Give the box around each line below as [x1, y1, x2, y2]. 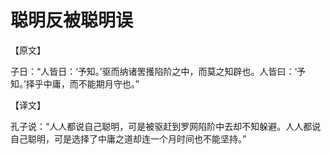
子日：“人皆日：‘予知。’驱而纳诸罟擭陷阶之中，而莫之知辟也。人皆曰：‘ [10, 65, 298, 77]
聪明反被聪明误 [10, 9, 134, 32]
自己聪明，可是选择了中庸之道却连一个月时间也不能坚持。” [10, 132, 247, 145]
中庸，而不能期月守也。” [43, 77, 140, 90]
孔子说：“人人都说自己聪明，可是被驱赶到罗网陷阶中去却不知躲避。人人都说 [10, 120, 322, 132]
